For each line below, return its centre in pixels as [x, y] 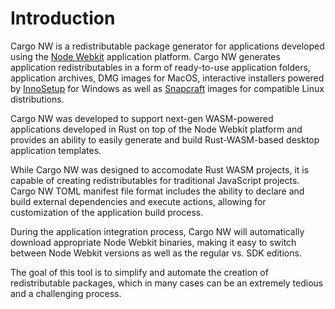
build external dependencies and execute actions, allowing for [138, 201]
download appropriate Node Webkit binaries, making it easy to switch [153, 242]
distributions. [37, 99]
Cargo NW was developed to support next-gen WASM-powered [142, 118]
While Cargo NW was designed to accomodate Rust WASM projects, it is [160, 169]
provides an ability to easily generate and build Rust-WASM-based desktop [165, 139]
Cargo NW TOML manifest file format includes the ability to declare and [157, 191]
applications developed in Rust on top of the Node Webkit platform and [156, 129]
